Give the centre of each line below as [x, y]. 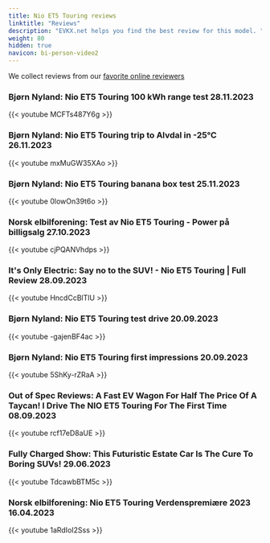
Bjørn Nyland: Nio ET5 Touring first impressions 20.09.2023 [128, 357]
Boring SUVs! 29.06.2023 [59, 464]
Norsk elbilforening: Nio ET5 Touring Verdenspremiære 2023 [130, 502]
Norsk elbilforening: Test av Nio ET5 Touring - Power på [119, 222]
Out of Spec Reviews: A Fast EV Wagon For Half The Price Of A [133, 395]
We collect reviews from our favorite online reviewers [96, 76]
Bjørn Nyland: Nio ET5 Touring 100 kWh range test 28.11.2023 [131, 97]
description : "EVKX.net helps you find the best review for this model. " [136, 31]
